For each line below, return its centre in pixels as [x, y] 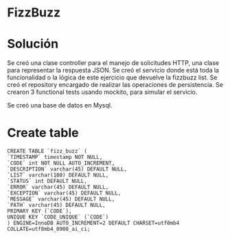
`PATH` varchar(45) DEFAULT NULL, [57, 205]
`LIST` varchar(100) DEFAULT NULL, [58, 175]
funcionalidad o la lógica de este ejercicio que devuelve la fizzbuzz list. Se [112, 77]
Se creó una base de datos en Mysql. [60, 105]
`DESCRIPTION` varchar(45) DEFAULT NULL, [67, 169]
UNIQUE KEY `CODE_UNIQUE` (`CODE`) [58, 217]
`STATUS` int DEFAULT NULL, [47, 181]
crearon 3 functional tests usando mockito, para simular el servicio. [102, 92]
